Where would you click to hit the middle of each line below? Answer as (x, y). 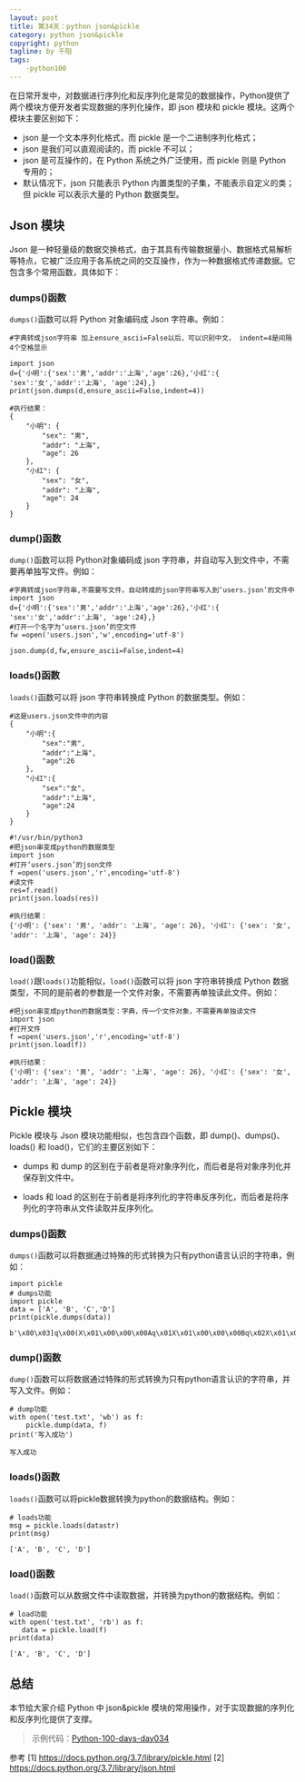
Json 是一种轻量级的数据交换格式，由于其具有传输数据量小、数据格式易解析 (151, 249)
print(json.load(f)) (49, 1044)
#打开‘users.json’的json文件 (61, 865)
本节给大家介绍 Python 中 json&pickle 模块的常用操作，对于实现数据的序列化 (152, 1708)
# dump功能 (29, 1410)
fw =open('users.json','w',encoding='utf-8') (97, 635)
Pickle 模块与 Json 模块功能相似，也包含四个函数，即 (109, 1135)
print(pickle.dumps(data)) (60, 1317)
